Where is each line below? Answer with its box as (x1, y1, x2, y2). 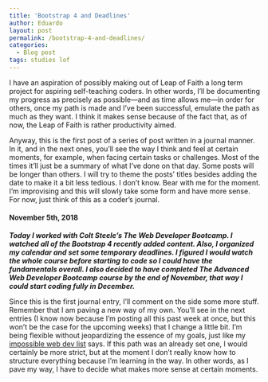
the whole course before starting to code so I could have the (9, 256, 213, 266)
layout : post (9, 26, 53, 34)
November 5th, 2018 (9, 212, 78, 223)
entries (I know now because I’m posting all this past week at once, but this (9, 314, 256, 323)
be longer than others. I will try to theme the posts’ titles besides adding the (9, 169, 258, 179)
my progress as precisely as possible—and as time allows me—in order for (9, 95, 254, 104)
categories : (9, 41, 49, 49)
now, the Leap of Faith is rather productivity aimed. (9, 120, 176, 130)
